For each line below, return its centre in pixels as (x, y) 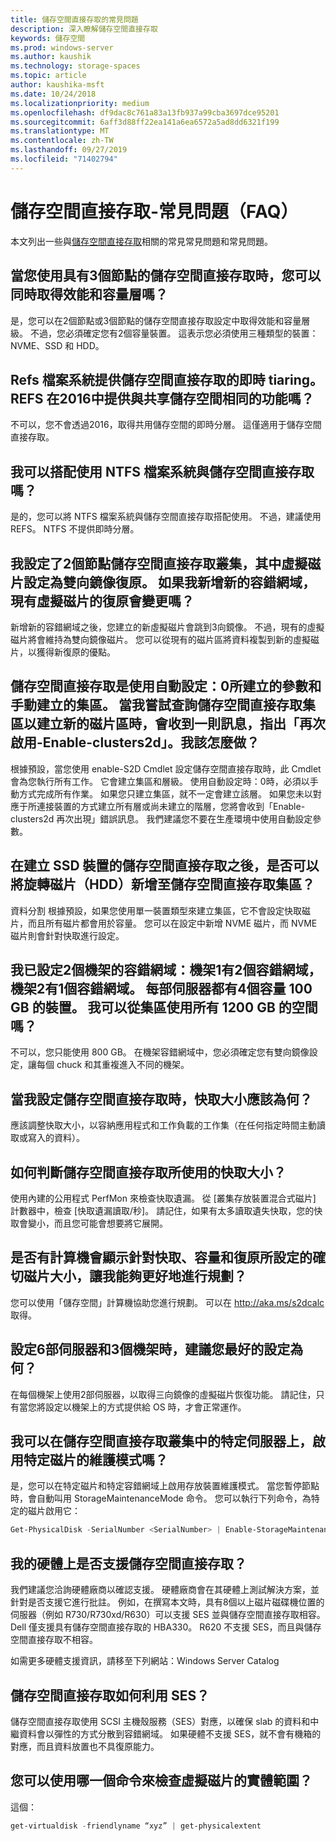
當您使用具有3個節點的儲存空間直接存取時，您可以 (166, 276)
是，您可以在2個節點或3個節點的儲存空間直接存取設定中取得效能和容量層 (160, 320)
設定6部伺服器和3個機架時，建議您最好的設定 (150, 1349)
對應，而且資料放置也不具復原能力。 (85, 1746)
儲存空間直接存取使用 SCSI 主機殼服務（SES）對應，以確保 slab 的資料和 (160, 1721)
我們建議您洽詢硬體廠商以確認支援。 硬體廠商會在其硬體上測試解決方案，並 (165, 1590)
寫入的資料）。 (56, 1138)
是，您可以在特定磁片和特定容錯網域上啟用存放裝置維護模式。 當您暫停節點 (165, 1486)
